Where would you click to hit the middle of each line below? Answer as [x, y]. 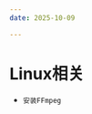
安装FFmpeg [42, 100]
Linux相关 [47, 73]
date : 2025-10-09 [42, 18]
